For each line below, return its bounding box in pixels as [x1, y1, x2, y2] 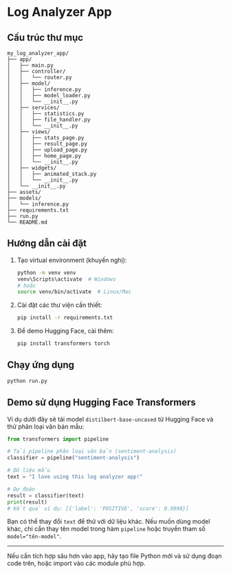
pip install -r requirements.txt [16, 315, 113, 321]
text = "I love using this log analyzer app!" [7, 473, 143, 480]
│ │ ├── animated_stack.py [7, 170, 97, 177]
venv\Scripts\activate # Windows [16, 275, 116, 283]
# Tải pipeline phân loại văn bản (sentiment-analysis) [7, 448, 177, 455]
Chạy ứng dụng [7, 359, 74, 371]
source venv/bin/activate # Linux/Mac [16, 288, 132, 295]
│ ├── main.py [7, 62, 54, 69]
